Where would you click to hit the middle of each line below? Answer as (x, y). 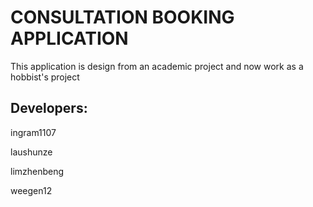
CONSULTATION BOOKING (122, 17)
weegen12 (31, 190)
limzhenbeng (37, 171)
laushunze (31, 152)
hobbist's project (45, 77)
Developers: (49, 108)
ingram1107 (33, 132)
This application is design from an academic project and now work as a (157, 66)
